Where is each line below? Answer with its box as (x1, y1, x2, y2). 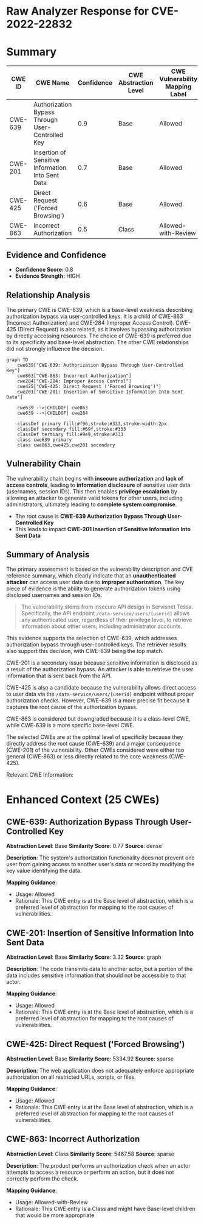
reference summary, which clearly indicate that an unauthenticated (6, 572, 176, 579)
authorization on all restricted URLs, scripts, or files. (6, 1073, 137, 1081)
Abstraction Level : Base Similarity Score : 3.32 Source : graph (6, 953, 162, 961)
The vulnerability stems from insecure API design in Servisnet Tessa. (21, 603, 193, 610)
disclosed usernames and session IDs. (6, 591, 103, 599)
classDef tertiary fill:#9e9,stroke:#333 (17, 431, 123, 437)
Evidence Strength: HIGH (15, 272, 80, 280)
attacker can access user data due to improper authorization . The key (6, 579, 185, 586)
